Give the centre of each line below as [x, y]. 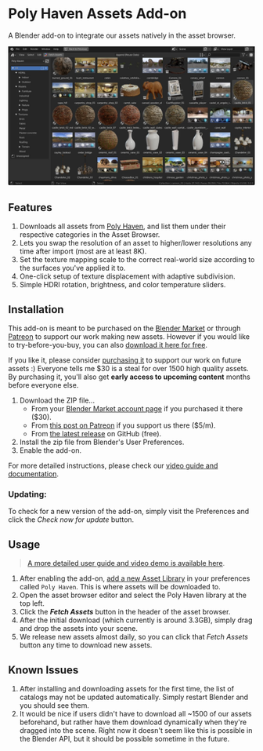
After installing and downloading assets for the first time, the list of [127, 688]
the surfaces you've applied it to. [72, 268]
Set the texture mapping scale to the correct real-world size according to [137, 260]
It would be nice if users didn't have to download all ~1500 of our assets [135, 713]
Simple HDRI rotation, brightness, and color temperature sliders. [122, 285]
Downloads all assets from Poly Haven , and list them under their [122, 226]
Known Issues [43, 670]
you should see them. [54, 705]
